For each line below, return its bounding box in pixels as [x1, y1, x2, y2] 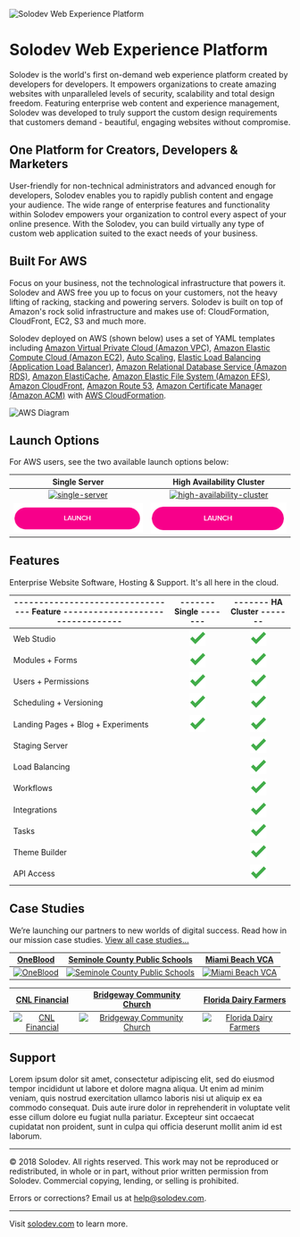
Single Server [52, 476, 104, 487]
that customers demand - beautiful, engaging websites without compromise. [9, 116, 291, 127]
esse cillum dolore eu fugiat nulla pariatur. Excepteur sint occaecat [9, 1111, 254, 1122]
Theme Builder [12, 847, 67, 858]
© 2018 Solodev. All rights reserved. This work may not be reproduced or [9, 1156, 279, 1166]
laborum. [9, 1131, 43, 1141]
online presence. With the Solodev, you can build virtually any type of [9, 218, 265, 229]
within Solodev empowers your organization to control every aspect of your [9, 208, 287, 219]
